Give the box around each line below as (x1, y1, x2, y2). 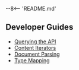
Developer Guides (5, 22, 74, 32)
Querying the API (14, 38, 56, 45)
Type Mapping (14, 56, 50, 64)
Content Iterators (14, 44, 56, 51)
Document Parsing (14, 50, 60, 58)
